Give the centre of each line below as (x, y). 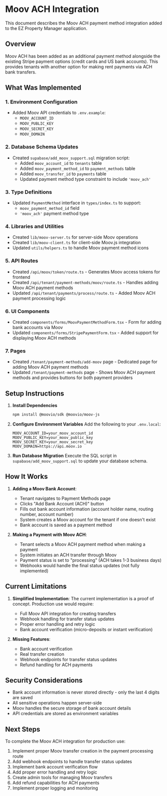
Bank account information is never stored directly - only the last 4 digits (86, 692)
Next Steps (23, 729)
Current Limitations (36, 587)
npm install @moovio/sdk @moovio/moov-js (56, 415)
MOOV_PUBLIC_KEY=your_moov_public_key (53, 437)
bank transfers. (21, 72)
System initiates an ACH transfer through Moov (68, 555)
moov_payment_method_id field (50, 208)
